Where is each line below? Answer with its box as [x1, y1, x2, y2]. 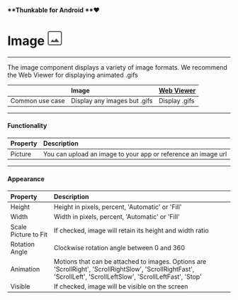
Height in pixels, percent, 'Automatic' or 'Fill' [53, 203, 182, 211]
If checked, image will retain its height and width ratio [53, 226, 209, 235]
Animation [10, 265, 40, 274]
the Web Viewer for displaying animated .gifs [7, 70, 138, 79]
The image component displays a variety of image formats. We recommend [7, 63, 228, 71]
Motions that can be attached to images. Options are [53, 257, 207, 266]
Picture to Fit [10, 230, 47, 238]
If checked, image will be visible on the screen [53, 282, 188, 291]
